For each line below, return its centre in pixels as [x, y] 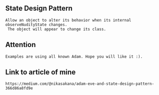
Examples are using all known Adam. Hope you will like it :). [74, 56]
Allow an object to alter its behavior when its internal [68, 20]
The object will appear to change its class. [57, 29]
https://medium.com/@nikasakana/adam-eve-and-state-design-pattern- [80, 84]
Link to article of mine [40, 72]
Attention [20, 45]
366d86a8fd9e [19, 88]
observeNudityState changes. [36, 25]
